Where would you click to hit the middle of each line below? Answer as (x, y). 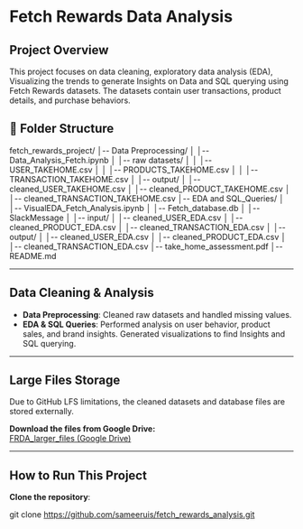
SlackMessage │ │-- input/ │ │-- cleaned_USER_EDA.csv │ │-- (126, 218)
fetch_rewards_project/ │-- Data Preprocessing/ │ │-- (110, 150)
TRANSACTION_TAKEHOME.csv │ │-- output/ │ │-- (105, 179)
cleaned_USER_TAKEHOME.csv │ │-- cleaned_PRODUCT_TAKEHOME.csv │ (150, 189)
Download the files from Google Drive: (83, 429)
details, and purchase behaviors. (70, 100)
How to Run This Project (78, 475)
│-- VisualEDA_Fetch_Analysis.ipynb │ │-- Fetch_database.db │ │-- (135, 208)
